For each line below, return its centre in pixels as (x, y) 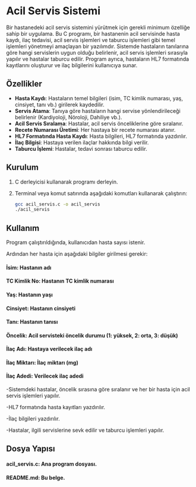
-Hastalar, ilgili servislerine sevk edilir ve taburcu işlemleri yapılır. (85, 430)
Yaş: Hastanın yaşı (30, 295)
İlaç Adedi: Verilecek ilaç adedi (45, 376)
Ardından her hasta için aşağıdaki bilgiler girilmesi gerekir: (77, 254)
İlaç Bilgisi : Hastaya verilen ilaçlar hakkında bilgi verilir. (82, 142)
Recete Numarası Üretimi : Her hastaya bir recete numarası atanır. (95, 129)
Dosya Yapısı (31, 449)
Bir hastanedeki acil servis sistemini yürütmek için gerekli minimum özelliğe (98, 27)
